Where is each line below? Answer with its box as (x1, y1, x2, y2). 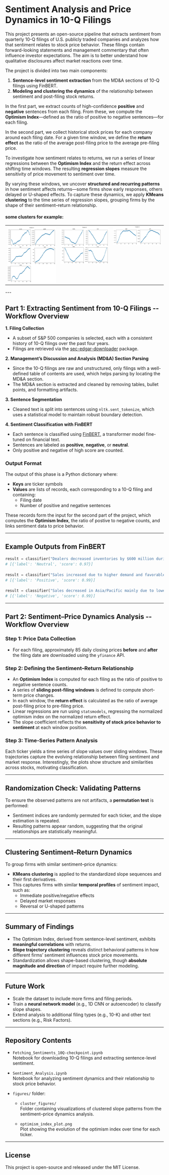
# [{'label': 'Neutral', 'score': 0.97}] (5, 562, 94, 567)
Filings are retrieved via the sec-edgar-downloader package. (12, 346, 139, 352)
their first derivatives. (12, 876, 57, 882)
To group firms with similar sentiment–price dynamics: (5, 861, 118, 867)
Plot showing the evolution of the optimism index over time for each (20, 1126, 160, 1132)
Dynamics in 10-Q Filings (5, 14, 112, 26)
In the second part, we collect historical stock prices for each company (5, 129, 153, 135)
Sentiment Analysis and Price (5, 4, 132, 15)
